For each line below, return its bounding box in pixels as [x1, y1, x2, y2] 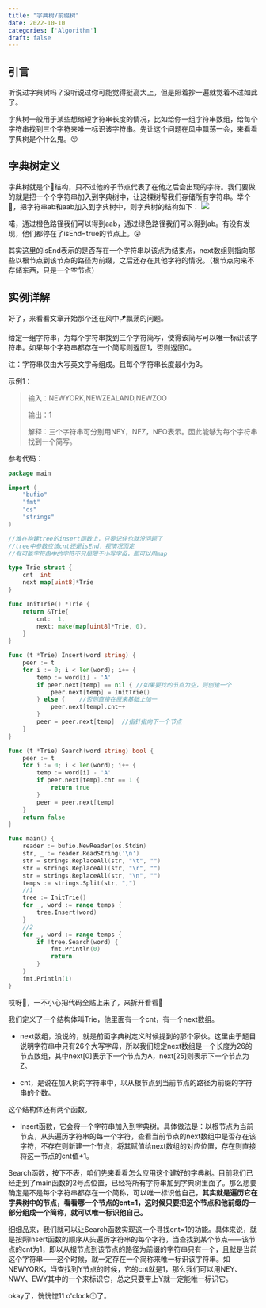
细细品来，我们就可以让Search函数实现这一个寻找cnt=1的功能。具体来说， [8, 1224, 251, 1233]
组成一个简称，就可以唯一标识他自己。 [21, 1207, 147, 1217]
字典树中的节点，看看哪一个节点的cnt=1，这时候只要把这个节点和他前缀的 [8, 1198, 249, 1207]
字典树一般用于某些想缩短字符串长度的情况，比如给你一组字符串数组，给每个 [8, 114, 258, 124]
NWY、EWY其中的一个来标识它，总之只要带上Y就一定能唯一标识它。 [8, 1274, 234, 1283]
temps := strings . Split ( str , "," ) [22, 879, 136, 887]
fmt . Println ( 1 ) [22, 974, 73, 983]
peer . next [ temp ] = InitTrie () [50, 688, 150, 696]
